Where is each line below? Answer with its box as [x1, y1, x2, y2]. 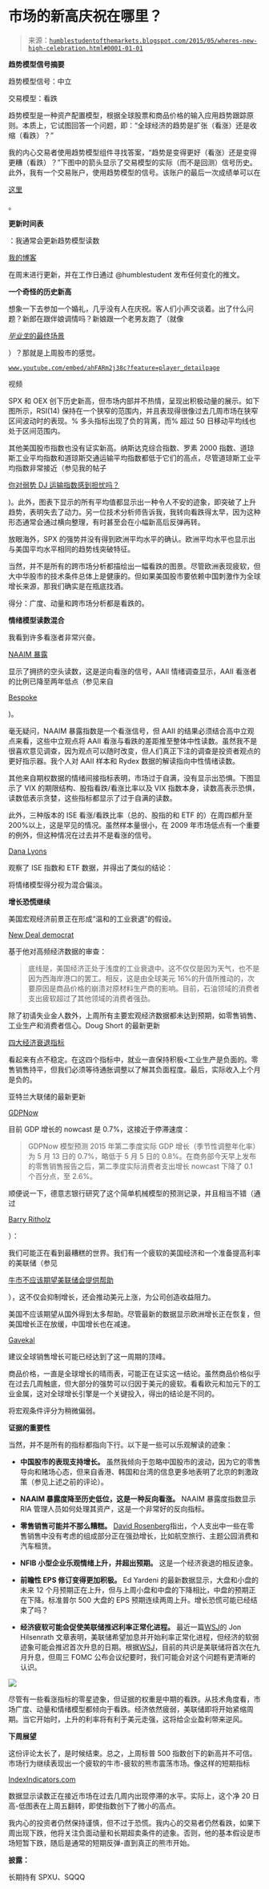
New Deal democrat [8, 930, 74, 939]
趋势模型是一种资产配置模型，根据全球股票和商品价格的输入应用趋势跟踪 [8, 110, 247, 120]
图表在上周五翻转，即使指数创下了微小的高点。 [25, 1801, 180, 1810]
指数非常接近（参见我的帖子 [14, 462, 106, 473]
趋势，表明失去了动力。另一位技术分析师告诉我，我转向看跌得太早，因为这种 [8, 507, 261, 517]
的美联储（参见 [8, 1257, 58, 1267]
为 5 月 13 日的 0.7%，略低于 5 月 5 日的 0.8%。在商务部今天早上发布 [27, 1151, 257, 1160]
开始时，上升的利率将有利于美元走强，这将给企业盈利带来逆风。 [35, 1714, 247, 1724]
